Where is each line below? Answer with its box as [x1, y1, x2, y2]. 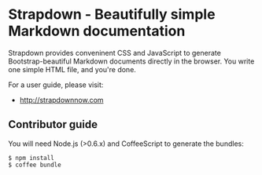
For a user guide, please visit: [8, 80, 104, 89]
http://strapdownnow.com [19, 95, 104, 104]
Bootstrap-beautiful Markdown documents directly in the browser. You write [8, 57, 255, 66]
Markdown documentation [8, 22, 186, 40]
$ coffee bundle [8, 161, 61, 169]
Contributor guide [8, 118, 98, 131]
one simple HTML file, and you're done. [8, 64, 136, 74]
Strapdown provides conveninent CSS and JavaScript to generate [8, 48, 222, 57]
